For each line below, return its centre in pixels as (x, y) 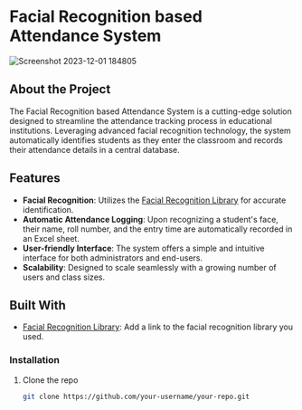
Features (35, 178)
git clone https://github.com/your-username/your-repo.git (136, 396)
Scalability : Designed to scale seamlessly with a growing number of (150, 267)
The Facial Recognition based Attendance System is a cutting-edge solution (151, 111)
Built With (38, 305)
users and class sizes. (64, 277)
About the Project (60, 89)
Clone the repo (50, 380)
